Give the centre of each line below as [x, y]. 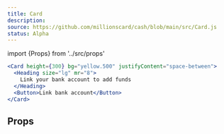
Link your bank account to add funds [76, 80]
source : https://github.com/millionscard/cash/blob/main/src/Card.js [112, 27]
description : [27, 20]
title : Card [25, 14]
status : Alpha [28, 33]
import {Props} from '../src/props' [56, 54]
